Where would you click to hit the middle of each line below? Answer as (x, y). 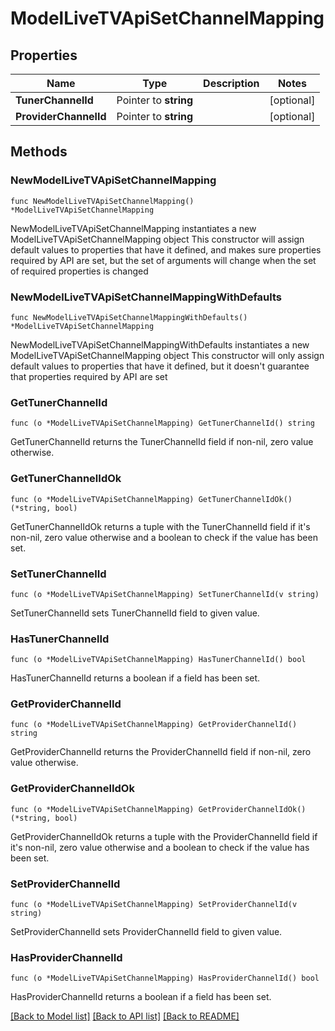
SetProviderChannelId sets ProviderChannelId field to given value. (146, 932)
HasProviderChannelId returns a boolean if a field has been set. (141, 997)
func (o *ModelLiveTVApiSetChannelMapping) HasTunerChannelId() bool (158, 660)
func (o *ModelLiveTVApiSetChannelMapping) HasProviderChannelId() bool (165, 978)
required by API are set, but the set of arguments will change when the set (163, 260)
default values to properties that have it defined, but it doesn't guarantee (160, 366)
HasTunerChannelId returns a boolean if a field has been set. (135, 678)
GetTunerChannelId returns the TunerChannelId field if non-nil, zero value (162, 442)
